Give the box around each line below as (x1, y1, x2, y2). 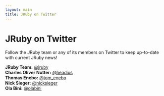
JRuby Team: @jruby (5, 64, 49, 70)
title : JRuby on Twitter (5, 12, 56, 17)
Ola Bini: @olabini (5, 85, 42, 92)
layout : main (5, 7, 32, 12)
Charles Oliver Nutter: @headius (5, 70, 73, 76)
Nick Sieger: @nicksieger (5, 80, 58, 86)
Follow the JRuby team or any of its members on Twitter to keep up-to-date (5, 49, 160, 55)
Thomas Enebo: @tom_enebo (5, 75, 66, 81)
